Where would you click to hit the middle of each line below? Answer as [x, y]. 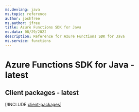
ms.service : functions [28, 41]
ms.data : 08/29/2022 [26, 32]
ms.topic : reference [26, 14]
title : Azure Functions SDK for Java [43, 28]
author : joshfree [23, 18]
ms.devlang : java [23, 9]
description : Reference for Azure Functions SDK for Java [65, 37]
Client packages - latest [42, 93]
